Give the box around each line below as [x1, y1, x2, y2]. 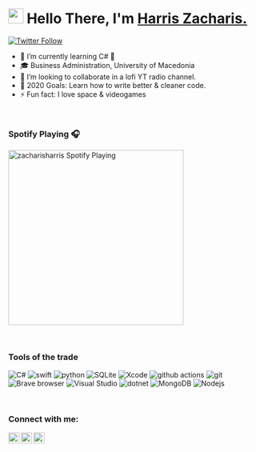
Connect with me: [8, 414, 79, 425]
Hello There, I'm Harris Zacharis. [26, 10, 248, 28]
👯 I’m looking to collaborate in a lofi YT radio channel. [19, 72, 196, 82]
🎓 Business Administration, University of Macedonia [19, 60, 195, 70]
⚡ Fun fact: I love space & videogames [19, 89, 146, 99]
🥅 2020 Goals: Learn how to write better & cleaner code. [19, 80, 206, 90]
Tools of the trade [8, 352, 78, 363]
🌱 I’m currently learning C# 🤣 [19, 51, 116, 61]
